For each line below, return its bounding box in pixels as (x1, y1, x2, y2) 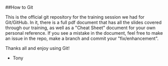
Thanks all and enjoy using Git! (5, 45, 70, 51)
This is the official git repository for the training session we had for (5, 14, 145, 20)
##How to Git (5, 5, 33, 10)
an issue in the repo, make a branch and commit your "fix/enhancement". (5, 35, 159, 41)
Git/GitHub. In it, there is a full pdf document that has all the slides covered (5, 20, 162, 25)
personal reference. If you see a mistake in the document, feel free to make (5, 30, 163, 36)
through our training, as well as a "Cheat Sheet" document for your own (5, 25, 156, 31)
